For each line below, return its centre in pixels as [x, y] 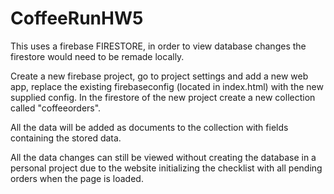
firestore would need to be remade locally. [97, 56]
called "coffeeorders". [56, 108]
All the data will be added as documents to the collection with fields [149, 127]
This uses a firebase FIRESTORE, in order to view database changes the [158, 46]
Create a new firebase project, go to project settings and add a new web [159, 76]
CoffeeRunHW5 [77, 18]
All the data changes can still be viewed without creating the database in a [163, 157]
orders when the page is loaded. [77, 178]
